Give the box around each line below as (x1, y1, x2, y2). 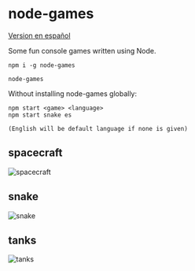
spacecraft (8, 147, 63, 160)
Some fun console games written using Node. (8, 46, 156, 55)
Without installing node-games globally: (8, 88, 138, 98)
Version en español (8, 31, 71, 40)
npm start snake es (8, 111, 72, 119)
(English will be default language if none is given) (8, 124, 189, 132)
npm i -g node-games (8, 61, 76, 69)
